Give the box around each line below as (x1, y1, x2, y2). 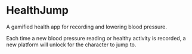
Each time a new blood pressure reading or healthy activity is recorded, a (6, 34, 186, 42)
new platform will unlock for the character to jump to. (6, 41, 137, 48)
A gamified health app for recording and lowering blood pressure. (6, 23, 167, 30)
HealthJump (6, 4, 69, 17)
